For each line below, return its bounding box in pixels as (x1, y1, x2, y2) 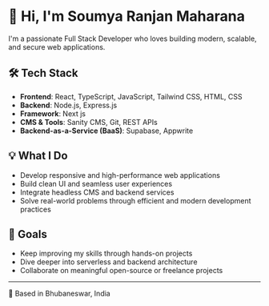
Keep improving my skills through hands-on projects (19, 248, 193, 259)
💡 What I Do (8, 149, 68, 163)
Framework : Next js (19, 108, 86, 119)
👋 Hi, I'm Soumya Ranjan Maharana (8, 7, 246, 26)
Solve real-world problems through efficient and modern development (19, 195, 251, 205)
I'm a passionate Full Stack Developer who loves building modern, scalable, (8, 34, 258, 43)
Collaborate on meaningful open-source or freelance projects (19, 266, 223, 276)
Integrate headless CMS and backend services (19, 187, 175, 197)
